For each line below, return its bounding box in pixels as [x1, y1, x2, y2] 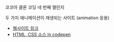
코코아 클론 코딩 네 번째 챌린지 [5, 4, 65, 10]
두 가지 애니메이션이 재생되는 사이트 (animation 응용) [5, 15, 109, 21]
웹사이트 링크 [12, 25, 39, 31]
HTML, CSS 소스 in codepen [12, 32, 71, 37]
